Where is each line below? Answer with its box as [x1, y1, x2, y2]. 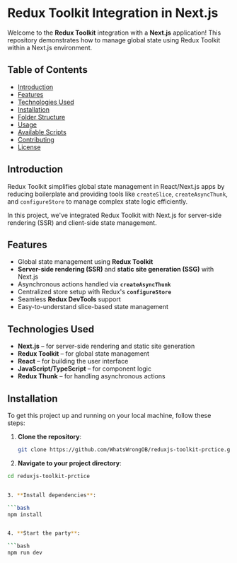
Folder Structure [17, 112, 66, 121]
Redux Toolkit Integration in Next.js [7, 5, 219, 21]
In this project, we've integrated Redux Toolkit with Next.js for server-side [7, 211, 222, 219]
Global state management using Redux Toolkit [17, 257, 154, 266]
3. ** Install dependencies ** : [7, 492, 97, 499]
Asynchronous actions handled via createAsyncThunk [17, 280, 171, 289]
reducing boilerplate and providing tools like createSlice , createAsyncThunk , [7, 190, 228, 198]
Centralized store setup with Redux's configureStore [17, 288, 172, 296]
